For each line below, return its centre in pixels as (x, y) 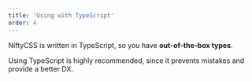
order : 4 (22, 23)
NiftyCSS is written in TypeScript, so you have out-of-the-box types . (121, 45)
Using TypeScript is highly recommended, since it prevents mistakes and (126, 61)
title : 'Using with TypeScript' (61, 15)
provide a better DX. (41, 68)
